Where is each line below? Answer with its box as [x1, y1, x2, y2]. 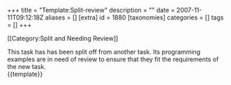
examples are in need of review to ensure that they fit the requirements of [7, 55, 219, 63]
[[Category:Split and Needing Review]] [7, 34, 119, 42]
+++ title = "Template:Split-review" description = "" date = [7, 6, 175, 14]
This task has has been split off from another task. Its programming [7, 48, 201, 56]
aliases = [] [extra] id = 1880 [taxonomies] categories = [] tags [45, 13, 224, 22]
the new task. [7, 63, 47, 70]
